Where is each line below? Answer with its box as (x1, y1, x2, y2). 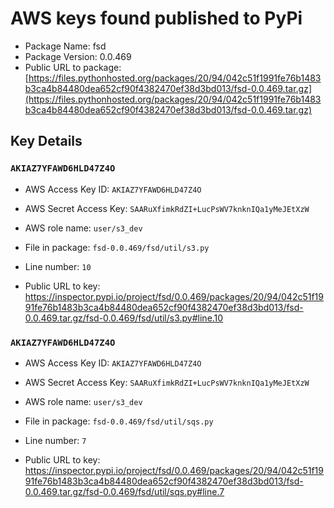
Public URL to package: (24, 61, 122, 73)
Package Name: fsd (24, 40, 107, 52)
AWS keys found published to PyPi (10, 7, 303, 30)
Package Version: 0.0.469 (24, 50, 132, 62)
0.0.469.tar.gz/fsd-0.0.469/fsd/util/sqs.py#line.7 (24, 485, 225, 497)
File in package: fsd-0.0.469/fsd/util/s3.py (24, 241, 210, 253)
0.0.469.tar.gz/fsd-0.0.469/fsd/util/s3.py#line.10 (24, 312, 224, 324)
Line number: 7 (24, 434, 87, 446)
